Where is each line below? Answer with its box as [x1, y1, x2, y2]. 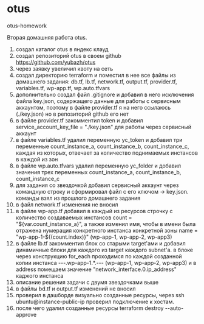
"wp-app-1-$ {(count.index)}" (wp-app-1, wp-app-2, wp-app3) [15, 233, 172, 241]
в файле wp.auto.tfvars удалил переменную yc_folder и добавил [15, 162, 182, 169]
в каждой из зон [15, 155, 58, 163]
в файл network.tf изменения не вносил [15, 200, 118, 208]
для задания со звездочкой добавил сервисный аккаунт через [15, 181, 179, 189]
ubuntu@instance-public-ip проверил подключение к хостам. [15, 298, 175, 305]
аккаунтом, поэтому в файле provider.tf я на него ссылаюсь [15, 104, 171, 111]
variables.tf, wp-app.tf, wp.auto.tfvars [15, 84, 110, 91]
